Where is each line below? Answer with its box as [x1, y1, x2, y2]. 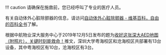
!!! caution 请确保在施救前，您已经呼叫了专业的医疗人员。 [5, 4, 124, 10]
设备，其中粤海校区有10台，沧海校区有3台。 [5, 44, 96, 50]
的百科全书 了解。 [5, 21, 41, 27]
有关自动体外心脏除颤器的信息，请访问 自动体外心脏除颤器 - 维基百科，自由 [5, 15, 159, 21]
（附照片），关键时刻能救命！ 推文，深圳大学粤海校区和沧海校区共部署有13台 [5, 38, 161, 44]
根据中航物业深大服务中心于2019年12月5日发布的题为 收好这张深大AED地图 [5, 32, 159, 37]
